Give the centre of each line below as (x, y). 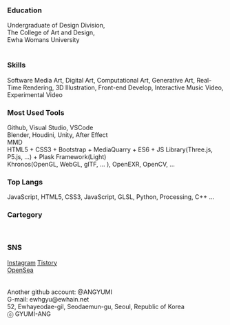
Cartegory (25, 215)
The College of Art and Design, (51, 32)
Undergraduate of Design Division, (56, 25)
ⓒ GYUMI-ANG (29, 314)
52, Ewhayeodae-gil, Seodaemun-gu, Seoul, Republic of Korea (96, 306)
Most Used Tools (36, 112)
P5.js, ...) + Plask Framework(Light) (57, 156)
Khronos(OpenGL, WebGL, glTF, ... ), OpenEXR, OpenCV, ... (91, 164)
